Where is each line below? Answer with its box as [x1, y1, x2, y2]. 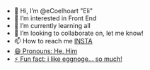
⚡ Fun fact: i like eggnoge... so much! [13, 55, 122, 63]
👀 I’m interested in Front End [13, 14, 97, 22]
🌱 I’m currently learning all [13, 22, 91, 29]
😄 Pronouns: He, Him [13, 47, 78, 55]
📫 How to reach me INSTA [13, 37, 93, 45]
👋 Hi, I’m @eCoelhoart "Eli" [13, 7, 93, 15]
